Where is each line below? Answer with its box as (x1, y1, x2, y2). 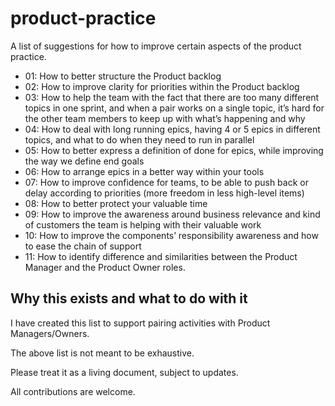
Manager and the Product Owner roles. (24, 261, 186, 273)
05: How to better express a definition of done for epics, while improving (24, 144, 324, 156)
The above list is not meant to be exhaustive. (10, 347, 195, 359)
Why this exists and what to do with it (10, 290, 248, 307)
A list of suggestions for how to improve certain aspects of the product (10, 40, 302, 52)
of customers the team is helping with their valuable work (24, 218, 262, 231)
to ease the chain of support (24, 240, 142, 252)
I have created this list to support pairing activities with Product (10, 317, 271, 329)
